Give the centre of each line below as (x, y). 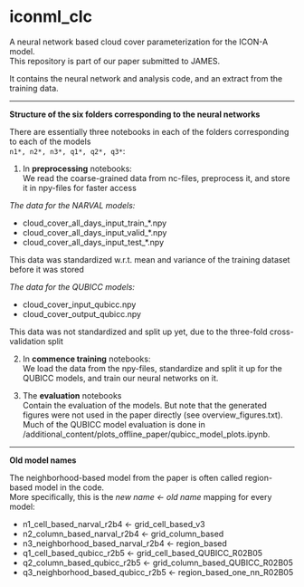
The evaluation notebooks (72, 395)
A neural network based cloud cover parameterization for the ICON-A (139, 42)
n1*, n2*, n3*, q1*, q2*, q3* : (67, 150)
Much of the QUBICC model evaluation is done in (114, 424)
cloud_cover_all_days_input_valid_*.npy (95, 232)
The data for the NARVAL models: (72, 205)
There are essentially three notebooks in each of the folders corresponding (149, 131)
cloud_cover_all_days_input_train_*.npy (95, 223)
